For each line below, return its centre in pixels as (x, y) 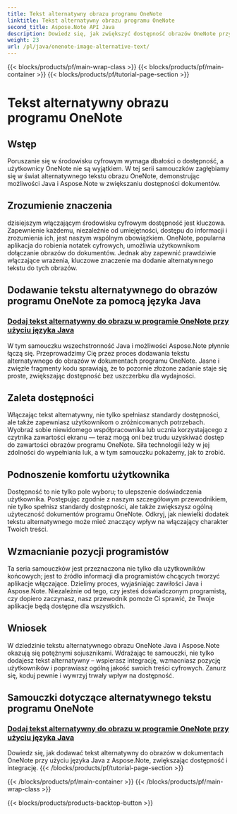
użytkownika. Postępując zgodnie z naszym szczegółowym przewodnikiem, (117, 499)
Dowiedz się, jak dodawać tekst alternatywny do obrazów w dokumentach (115, 753)
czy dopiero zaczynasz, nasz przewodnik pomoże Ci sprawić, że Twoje (111, 598)
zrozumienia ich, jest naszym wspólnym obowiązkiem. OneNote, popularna (116, 238)
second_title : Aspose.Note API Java (61, 27)
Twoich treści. (28, 529)
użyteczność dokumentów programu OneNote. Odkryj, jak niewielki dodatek (118, 514)
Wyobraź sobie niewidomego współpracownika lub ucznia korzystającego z (117, 430)
